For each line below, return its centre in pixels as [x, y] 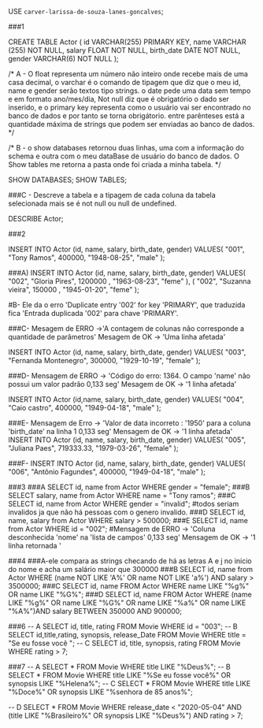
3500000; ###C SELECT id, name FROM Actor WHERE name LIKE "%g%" [129, 586]
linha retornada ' [35, 546]
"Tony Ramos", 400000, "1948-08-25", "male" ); [87, 258]
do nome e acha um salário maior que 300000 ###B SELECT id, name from [131, 569]
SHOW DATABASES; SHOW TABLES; [68, 180]
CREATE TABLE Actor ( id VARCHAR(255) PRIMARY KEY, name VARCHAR [127, 42]
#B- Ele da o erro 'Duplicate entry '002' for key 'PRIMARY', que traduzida [127, 305]
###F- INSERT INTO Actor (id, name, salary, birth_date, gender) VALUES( [127, 463]
